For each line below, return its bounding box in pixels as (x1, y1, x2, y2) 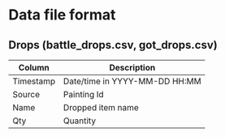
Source (12, 89, 41, 100)
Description (109, 62, 156, 73)
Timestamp (12, 75, 56, 87)
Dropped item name (63, 102, 140, 113)
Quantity (63, 115, 96, 126)
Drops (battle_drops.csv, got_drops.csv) (8, 38, 218, 52)
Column (18, 62, 50, 73)
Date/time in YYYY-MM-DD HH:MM (63, 75, 201, 87)
